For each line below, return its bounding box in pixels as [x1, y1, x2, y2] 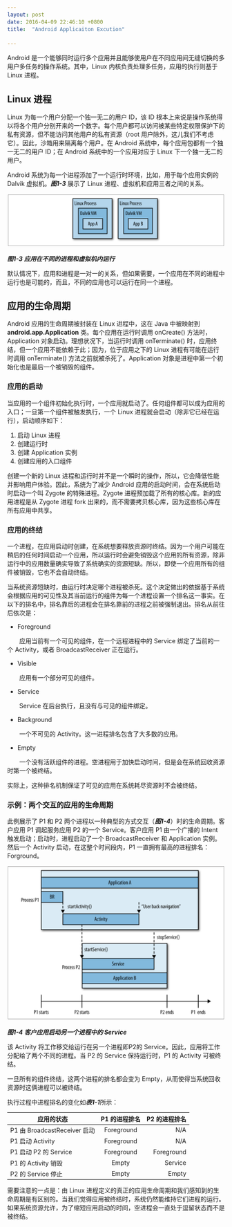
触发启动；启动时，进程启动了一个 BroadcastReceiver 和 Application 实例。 [7, 834, 221, 843]
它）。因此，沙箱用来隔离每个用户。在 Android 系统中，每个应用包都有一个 [7, 139, 217, 147]
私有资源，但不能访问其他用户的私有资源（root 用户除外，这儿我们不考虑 [7, 130, 214, 138]
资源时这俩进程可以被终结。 [7, 1083, 86, 1091]
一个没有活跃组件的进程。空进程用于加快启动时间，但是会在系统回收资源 [19, 758, 225, 766]
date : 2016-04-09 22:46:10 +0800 [7, 18, 104, 26]
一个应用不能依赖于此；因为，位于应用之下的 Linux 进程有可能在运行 [25, 346, 220, 354]
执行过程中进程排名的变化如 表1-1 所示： [7, 1098, 119, 1106]
